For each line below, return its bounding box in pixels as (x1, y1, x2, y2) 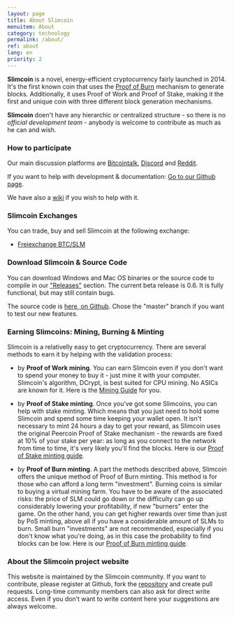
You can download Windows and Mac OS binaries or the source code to (7, 273, 214, 282)
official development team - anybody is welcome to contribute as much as (7, 118, 221, 126)
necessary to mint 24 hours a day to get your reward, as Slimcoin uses (17, 421, 221, 430)
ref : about (7, 43, 39, 50)
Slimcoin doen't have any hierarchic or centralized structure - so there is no (7, 110, 226, 119)
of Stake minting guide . (17, 451, 85, 460)
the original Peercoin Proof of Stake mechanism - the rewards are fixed (17, 429, 222, 437)
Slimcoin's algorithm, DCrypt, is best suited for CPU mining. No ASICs (17, 378, 219, 386)
